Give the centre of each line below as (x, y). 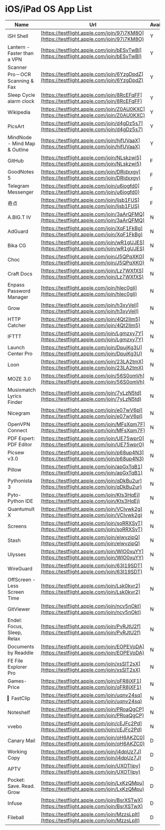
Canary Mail (21, 741)
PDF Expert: (21, 438)
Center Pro (20, 353)
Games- (17, 681)
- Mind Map (21, 143)
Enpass (16, 285)
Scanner (17, 67)
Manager (18, 297)
